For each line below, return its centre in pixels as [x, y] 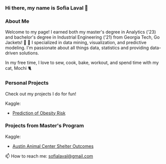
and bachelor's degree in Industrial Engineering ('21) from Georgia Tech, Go [83, 37]
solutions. [29, 53]
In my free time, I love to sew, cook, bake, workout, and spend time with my [82, 63]
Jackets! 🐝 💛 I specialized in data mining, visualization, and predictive [76, 43]
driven [12, 53]
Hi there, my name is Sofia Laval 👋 [47, 8]
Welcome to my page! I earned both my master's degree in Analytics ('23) [81, 32]
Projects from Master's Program [45, 126]
